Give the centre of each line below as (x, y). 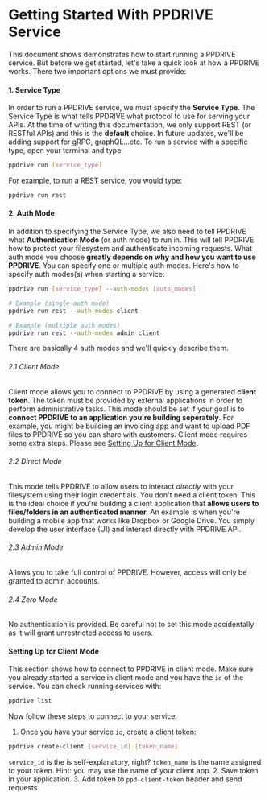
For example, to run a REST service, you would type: (95, 181)
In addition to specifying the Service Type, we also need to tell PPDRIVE (128, 232)
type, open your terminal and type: (66, 151)
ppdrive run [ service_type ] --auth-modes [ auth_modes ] (102, 289)
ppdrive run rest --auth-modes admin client (84, 333)
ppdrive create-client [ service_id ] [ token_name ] (93, 747)
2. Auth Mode (31, 213)
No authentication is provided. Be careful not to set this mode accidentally (131, 625)
